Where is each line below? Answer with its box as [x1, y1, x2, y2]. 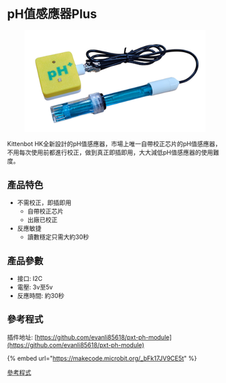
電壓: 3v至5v [16, 283, 53, 292]
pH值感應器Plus [7, 6, 97, 22]
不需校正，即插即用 [16, 198, 72, 207]
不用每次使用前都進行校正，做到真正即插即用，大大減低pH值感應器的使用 [7, 148, 214, 156]
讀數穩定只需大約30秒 [27, 233, 90, 241]
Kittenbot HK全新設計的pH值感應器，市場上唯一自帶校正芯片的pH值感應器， [7, 140, 221, 148]
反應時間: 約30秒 [16, 292, 65, 300]
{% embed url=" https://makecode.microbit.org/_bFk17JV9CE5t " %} [7, 354, 197, 362]
